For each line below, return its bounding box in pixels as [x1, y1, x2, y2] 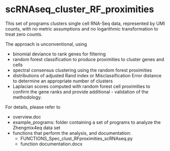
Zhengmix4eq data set [12, 125, 60, 131]
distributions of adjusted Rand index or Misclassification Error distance [12, 72, 162, 78]
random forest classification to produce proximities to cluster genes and [12, 56, 164, 62]
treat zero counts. [5, 31, 43, 37]
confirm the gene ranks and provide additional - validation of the [12, 88, 149, 95]
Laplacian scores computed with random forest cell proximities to [12, 83, 151, 89]
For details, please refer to [5, 104, 61, 110]
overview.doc [12, 113, 41, 120]
